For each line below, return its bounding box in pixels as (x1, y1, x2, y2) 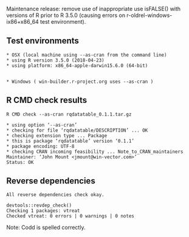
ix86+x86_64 (6, 18, 40, 25)
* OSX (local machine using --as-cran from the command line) (6, 52, 167, 58)
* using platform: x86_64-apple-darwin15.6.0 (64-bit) (6, 62, 148, 69)
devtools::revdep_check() (6, 202, 72, 209)
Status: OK (6, 159, 34, 165)
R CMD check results (6, 95, 88, 105)
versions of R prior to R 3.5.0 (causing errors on (6, 12, 126, 19)
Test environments (6, 36, 79, 46)
